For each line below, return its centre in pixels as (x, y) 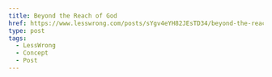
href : (17, 23)
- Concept (32, 53)
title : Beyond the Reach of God (63, 16)
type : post (27, 30)
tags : (17, 38)
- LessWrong (36, 46)
